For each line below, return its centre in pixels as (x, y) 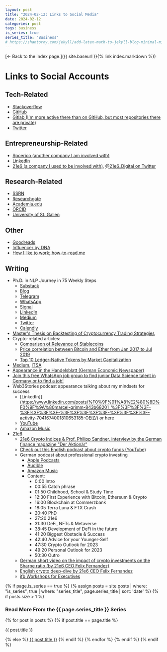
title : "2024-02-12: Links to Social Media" (52, 14)
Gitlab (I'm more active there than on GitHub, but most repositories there (86, 117)
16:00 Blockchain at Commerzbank (70, 502)
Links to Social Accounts (57, 76)
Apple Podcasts (43, 460)
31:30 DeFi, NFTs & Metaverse (66, 523)
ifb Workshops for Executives (50, 576)
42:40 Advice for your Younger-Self (71, 539)
